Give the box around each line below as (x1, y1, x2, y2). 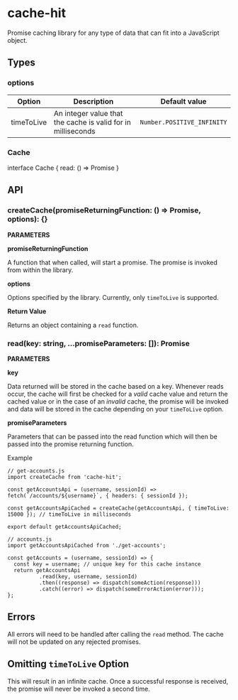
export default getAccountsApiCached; (7, 523, 122, 530)
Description (73, 96, 114, 106)
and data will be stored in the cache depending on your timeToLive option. (7, 404, 225, 413)
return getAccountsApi (13, 566, 81, 574)
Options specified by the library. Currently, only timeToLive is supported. (7, 293, 220, 301)
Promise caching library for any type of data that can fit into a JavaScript (7, 28, 220, 37)
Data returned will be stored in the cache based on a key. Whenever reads (7, 382, 225, 390)
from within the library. (7, 265, 74, 274)
